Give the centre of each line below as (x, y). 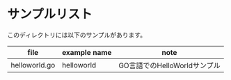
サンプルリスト (50, 14)
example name (87, 52)
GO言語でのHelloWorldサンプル (169, 65)
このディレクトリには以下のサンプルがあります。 (77, 35)
